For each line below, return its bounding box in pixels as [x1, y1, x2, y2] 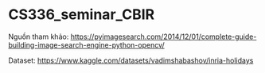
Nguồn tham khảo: [8, 32, 69, 41]
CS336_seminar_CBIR [8, 6, 155, 24]
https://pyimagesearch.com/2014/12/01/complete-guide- [70, 32, 257, 41]
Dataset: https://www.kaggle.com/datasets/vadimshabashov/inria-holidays [8, 56, 254, 65]
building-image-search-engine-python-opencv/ [8, 40, 165, 49]
